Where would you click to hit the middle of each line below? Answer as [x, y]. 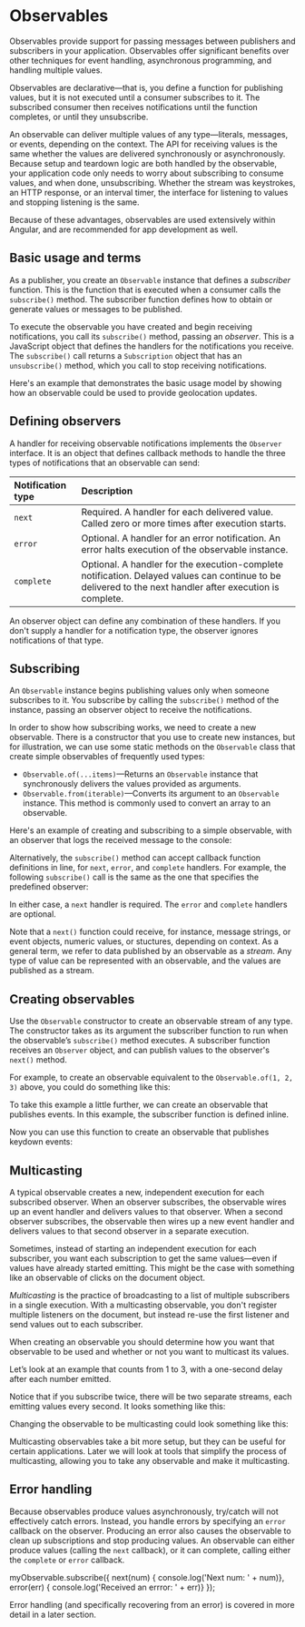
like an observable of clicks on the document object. [108, 1277]
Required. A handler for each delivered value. [177, 512]
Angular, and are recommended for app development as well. [124, 229]
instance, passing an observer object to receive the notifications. [131, 710]
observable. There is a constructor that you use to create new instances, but [152, 737]
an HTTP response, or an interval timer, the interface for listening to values [149, 192]
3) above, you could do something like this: [90, 1087]
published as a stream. [52, 971]
